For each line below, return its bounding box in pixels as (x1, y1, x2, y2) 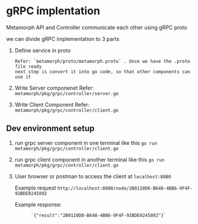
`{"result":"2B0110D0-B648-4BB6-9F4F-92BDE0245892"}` (30, 212, 167, 218)
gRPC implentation (6, 4, 101, 18)
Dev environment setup (6, 124, 95, 134)
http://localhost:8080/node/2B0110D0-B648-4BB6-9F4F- (57, 185, 193, 191)
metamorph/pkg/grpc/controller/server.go (14, 90, 119, 96)
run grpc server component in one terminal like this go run (14, 139, 158, 146)
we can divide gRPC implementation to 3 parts (6, 35, 120, 42)
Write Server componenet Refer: (14, 84, 94, 92)
